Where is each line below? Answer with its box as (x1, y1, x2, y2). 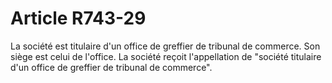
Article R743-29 (10, 7, 147, 30)
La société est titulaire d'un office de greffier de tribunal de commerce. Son (10, 40, 321, 52)
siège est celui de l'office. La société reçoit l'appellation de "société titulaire (10, 50, 322, 62)
